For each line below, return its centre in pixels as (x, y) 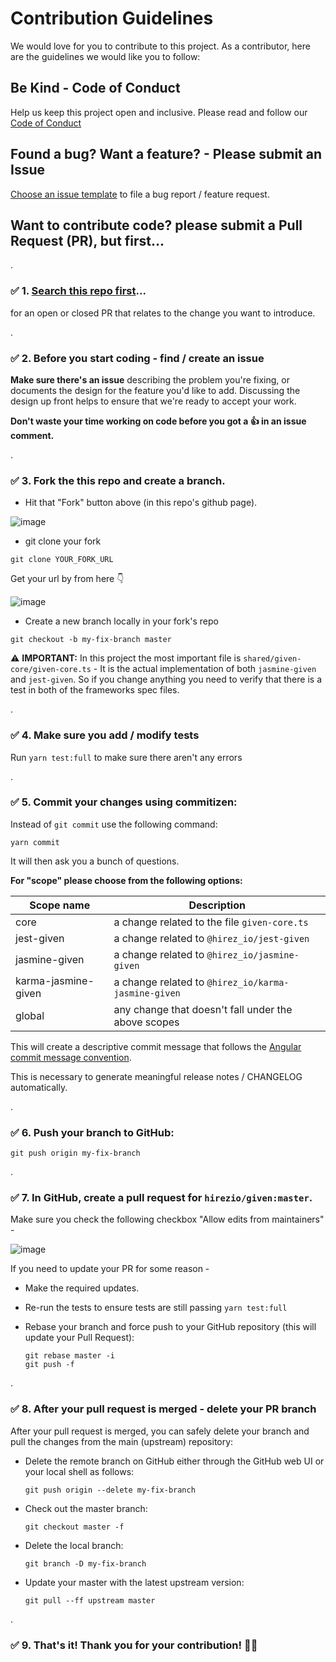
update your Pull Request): (79, 1338)
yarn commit (35, 842)
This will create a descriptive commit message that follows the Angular (156, 1046)
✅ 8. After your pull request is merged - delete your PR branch (163, 1409)
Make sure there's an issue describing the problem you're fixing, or (150, 379)
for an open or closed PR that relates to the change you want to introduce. (163, 313)
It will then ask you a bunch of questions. (95, 861)
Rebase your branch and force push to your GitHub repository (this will (170, 1327)
